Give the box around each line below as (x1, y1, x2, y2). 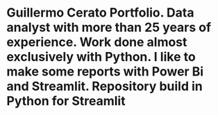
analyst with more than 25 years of (6, 19, 212, 35)
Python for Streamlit (6, 94, 126, 109)
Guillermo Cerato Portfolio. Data (6, 5, 194, 21)
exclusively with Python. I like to (6, 49, 196, 65)
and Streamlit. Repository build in (6, 78, 203, 94)
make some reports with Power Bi (6, 64, 204, 80)
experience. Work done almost (6, 35, 187, 50)
